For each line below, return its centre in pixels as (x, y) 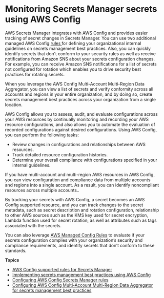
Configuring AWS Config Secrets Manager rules (60, 280)
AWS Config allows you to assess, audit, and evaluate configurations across (81, 114)
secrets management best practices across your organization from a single (81, 99)
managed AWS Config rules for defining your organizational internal (73, 43)
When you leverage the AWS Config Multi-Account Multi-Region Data (75, 84)
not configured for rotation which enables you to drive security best (73, 69)
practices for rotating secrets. (35, 74)
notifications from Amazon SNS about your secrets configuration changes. (80, 59)
